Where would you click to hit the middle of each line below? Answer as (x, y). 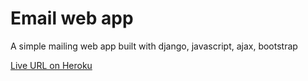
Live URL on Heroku (51, 65)
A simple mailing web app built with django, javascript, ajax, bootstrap (154, 46)
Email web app (72, 18)
